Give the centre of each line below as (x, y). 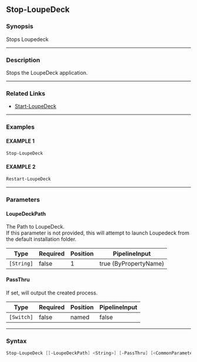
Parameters (23, 200)
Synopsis (20, 26)
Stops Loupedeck (27, 39)
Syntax (16, 341)
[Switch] (21, 317)
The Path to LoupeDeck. (35, 227)
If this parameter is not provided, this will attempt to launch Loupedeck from (98, 233)
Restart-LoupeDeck (28, 179)
